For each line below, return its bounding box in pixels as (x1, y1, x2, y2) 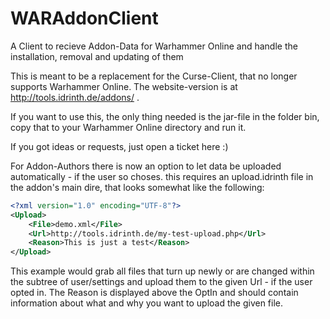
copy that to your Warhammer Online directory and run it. (10, 121, 247, 133)
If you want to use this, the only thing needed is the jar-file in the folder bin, (10, 110, 320, 122)
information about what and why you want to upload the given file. (10, 297, 284, 309)
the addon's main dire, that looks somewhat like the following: (10, 181, 265, 193)
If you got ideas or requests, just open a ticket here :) (10, 140, 229, 152)
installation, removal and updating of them (10, 50, 184, 62)
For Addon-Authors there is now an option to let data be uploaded (10, 160, 282, 172)
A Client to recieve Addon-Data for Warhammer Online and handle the (10, 40, 298, 52)
